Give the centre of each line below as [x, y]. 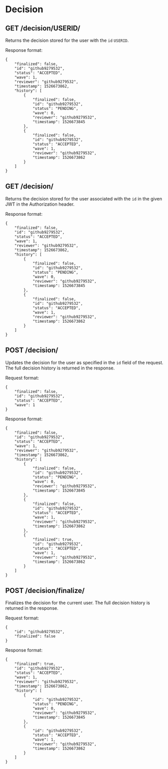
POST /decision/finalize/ [45, 591]
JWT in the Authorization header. [40, 204]
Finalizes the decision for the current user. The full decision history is [78, 603]
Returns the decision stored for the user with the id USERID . [67, 40]
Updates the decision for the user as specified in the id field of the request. [85, 362]
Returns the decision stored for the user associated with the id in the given [84, 198]
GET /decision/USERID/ [43, 28]
